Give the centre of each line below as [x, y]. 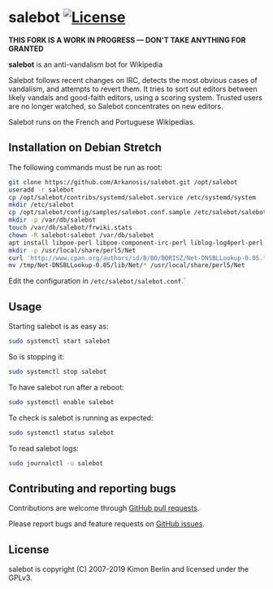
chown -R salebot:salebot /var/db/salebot [81, 235]
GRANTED [26, 48]
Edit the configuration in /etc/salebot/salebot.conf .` [97, 281]
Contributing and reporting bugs [92, 488]
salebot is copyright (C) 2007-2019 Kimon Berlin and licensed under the [129, 569]
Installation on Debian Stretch [85, 148]
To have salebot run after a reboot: [66, 387]
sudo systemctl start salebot [60, 341]
